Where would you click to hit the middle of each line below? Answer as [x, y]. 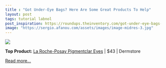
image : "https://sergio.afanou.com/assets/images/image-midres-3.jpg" [79, 28]
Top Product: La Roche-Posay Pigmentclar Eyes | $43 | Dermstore [73, 51]
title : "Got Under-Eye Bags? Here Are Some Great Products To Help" [78, 10]
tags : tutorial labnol [28, 19]
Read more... [18, 61]
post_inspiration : [24, 23]
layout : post [19, 14]
